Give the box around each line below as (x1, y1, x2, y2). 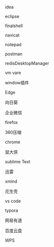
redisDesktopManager (5, 61, 49, 66)
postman (5, 51, 23, 57)
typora (5, 208, 18, 213)
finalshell (5, 23, 23, 29)
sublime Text (5, 159, 30, 164)
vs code (5, 198, 21, 204)
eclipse (5, 14, 20, 19)
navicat (5, 32, 20, 38)
